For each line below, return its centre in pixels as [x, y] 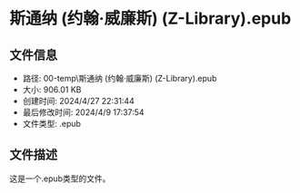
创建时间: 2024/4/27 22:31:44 [78, 101]
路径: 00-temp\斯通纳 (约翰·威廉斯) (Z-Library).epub [120, 78]
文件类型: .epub [52, 124]
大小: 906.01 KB [52, 90]
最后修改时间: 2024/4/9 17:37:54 [83, 112]
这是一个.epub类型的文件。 [60, 179]
